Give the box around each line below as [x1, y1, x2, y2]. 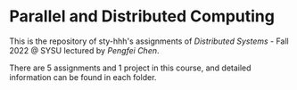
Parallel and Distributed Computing [9, 6, 275, 27]
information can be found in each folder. [9, 71, 157, 82]
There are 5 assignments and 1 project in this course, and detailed [9, 62, 252, 73]
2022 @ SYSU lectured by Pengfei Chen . [9, 45, 160, 55]
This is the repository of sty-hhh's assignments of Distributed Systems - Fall [9, 36, 289, 46]
